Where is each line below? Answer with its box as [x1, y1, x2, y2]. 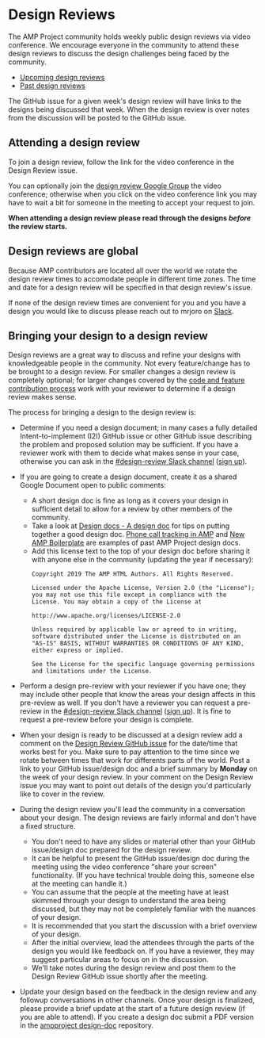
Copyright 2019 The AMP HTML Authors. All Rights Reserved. [31, 570, 234, 578]
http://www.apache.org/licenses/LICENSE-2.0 [31, 612, 181, 620]
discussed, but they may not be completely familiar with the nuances [31, 904, 256, 914]
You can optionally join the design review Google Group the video [8, 181, 221, 190]
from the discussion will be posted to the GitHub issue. [8, 113, 187, 122]
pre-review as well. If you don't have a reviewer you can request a [19, 698, 236, 707]
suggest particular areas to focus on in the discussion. [31, 955, 209, 964]
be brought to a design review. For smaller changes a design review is [8, 367, 236, 377]
